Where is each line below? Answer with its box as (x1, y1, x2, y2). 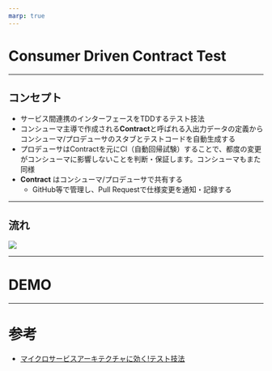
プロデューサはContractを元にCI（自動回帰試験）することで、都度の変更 (19, 144, 261, 154)
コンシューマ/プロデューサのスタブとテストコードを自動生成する (19, 134, 236, 144)
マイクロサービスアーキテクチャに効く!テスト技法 (19, 354, 185, 364)
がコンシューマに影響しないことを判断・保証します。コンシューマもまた (19, 155, 261, 164)
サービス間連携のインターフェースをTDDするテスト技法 (19, 114, 205, 124)
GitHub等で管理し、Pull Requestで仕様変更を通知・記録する (32, 185, 232, 194)
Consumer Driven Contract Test (8, 46, 227, 65)
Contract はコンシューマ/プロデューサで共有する (19, 175, 184, 185)
